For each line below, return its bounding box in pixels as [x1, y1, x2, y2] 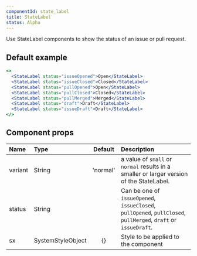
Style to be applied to [121, 233, 180, 241]
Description [121, 145, 154, 153]
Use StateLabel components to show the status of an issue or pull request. [6, 36, 186, 43]
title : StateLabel [6, 14, 51, 20]
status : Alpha [6, 19, 41, 25]
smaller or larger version [121, 169, 188, 178]
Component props [6, 128, 74, 138]
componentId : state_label [6, 8, 69, 15]
